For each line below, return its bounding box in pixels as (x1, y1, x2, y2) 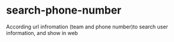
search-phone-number (6, 4, 122, 17)
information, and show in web (6, 29, 78, 36)
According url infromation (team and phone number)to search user (6, 23, 168, 30)
